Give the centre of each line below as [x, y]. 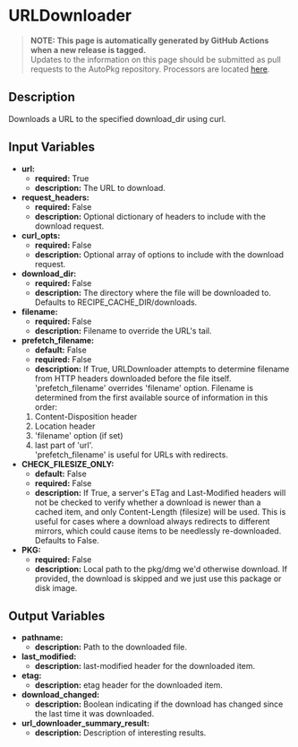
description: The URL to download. [100, 187]
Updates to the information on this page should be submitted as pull [155, 59]
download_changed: [60, 695]
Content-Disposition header [86, 416]
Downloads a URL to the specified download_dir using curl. [117, 118]
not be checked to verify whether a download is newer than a [148, 502]
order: [46, 407]
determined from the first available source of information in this [151, 397]
